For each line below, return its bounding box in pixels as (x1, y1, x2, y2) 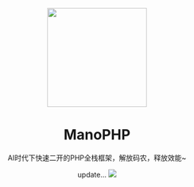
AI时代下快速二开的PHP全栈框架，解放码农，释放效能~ (7, 153, 187, 162)
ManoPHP (63, 126, 131, 144)
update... (77, 170, 107, 179)
